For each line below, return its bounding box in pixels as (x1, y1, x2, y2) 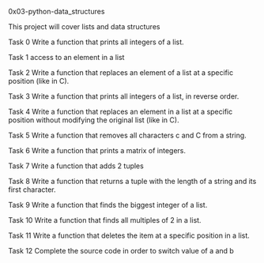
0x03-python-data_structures (8, 7, 105, 16)
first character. (8, 185, 57, 194)
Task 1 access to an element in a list (8, 53, 125, 62)
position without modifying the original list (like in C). (8, 115, 179, 125)
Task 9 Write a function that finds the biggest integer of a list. (8, 201, 208, 209)
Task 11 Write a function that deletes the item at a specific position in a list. (8, 231, 251, 240)
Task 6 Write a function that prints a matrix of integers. (8, 146, 187, 155)
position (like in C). (8, 77, 70, 85)
